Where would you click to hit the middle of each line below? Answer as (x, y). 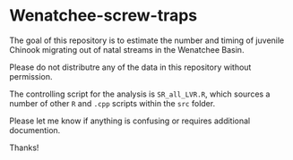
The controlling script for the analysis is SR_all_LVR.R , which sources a (140, 94)
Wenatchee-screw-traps (103, 16)
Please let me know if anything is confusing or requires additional (130, 121)
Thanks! (24, 147)
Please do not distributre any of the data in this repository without (130, 67)
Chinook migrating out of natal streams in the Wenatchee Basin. (127, 49)
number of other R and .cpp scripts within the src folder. (112, 103)
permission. (31, 76)
